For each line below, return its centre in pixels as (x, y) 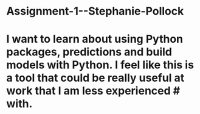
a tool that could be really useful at (95, 78)
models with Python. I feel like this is (100, 65)
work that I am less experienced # (93, 91)
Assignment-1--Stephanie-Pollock (95, 11)
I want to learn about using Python (95, 39)
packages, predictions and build (89, 52)
